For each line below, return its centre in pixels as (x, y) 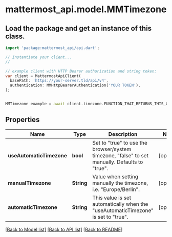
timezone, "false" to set (120, 155)
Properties (23, 120)
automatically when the (120, 204)
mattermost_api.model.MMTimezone (86, 9)
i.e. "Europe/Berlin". (116, 189)
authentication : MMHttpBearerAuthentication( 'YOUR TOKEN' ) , (75, 85)
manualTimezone (29, 183)
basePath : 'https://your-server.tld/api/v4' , (59, 81)
